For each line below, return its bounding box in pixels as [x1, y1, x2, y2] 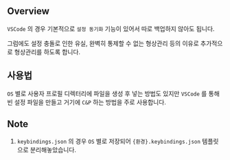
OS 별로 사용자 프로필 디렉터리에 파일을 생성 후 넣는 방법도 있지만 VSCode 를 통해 [7, 89, 220, 98]
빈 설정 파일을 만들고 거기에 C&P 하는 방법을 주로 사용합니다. [7, 98, 167, 106]
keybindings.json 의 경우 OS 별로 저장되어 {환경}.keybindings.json [16, 137, 201, 146]
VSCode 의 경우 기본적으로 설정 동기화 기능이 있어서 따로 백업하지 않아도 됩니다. [7, 24, 215, 33]
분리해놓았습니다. [30, 146, 77, 154]
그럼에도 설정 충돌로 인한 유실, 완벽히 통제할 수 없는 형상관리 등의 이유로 [7, 39, 199, 47]
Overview [7, 5, 50, 17]
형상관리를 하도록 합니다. [14, 47, 81, 56]
